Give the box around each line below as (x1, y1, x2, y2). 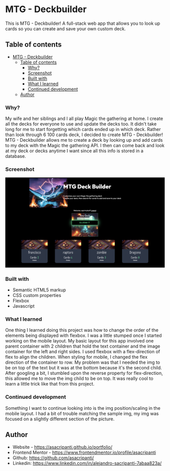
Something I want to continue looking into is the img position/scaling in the (5, 405, 161, 411)
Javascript (12, 303, 35, 309)
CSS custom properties (12, 292, 62, 298)
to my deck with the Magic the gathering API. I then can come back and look (5, 143, 164, 149)
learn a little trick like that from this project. (5, 381, 95, 387)
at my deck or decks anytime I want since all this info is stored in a (5, 148, 144, 154)
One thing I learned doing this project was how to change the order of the (5, 327, 158, 333)
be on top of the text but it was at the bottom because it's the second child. (5, 365, 162, 371)
